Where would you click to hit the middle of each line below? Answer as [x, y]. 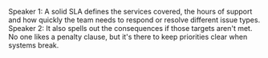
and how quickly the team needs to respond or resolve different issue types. [134, 20]
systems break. [34, 45]
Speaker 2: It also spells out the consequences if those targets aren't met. [130, 28]
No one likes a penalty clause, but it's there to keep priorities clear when [128, 37]
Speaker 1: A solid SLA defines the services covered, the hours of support [130, 12]
